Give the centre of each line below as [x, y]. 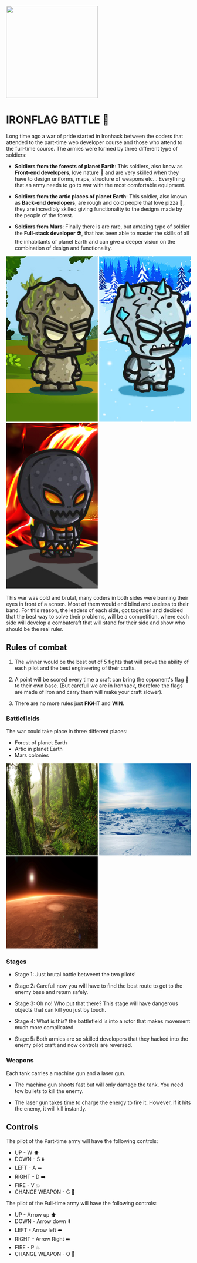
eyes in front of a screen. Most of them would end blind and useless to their [98, 604]
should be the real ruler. [35, 629]
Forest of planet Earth [41, 743]
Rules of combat [37, 648]
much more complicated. [45, 1028]
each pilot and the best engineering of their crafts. [75, 668]
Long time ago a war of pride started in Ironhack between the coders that [95, 136]
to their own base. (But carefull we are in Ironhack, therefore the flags [98, 686]
